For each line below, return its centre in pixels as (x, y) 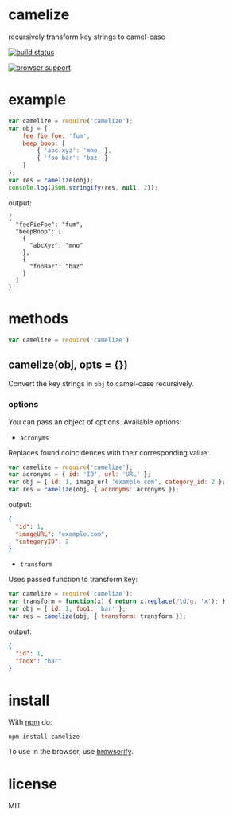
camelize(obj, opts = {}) (68, 364)
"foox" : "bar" (39, 661)
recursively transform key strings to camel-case (87, 37)
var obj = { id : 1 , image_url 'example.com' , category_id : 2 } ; (117, 482)
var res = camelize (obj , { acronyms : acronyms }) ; (94, 490)
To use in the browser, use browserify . (71, 752)
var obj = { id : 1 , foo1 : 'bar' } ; (67, 609)
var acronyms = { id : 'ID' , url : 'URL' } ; (80, 475)
